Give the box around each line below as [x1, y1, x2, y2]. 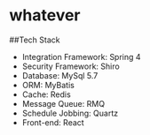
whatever [9, 5, 82, 26]
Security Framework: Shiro [21, 61, 120, 71]
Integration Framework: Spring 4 [21, 51, 141, 62]
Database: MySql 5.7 [21, 70, 99, 80]
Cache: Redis [21, 89, 71, 100]
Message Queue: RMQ [21, 98, 105, 109]
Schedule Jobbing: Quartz [21, 108, 118, 118]
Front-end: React [21, 116, 84, 128]
